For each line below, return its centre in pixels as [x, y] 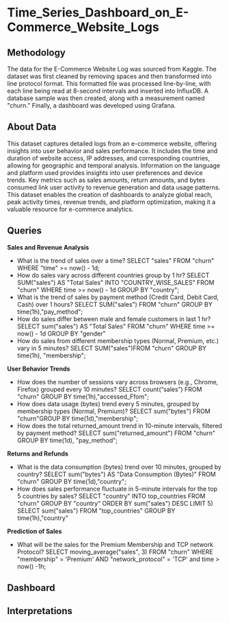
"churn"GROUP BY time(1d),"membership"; [78, 418]
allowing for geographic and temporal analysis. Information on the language [114, 165]
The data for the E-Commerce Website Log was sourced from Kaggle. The [112, 69]
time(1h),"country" [42, 518]
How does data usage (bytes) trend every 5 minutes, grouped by [108, 403]
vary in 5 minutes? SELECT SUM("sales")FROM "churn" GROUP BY [112, 348]
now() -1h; [31, 566]
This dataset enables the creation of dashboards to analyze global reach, [110, 194]
